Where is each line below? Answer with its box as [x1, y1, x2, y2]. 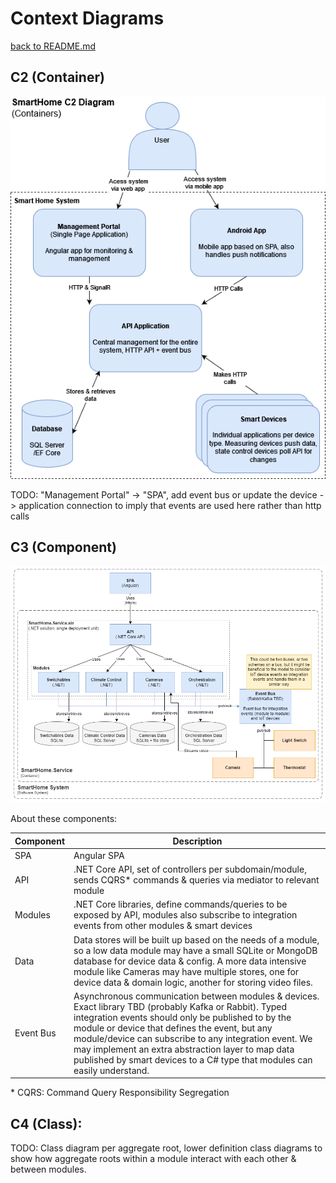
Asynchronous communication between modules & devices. [73, 990, 320, 1002]
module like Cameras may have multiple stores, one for [73, 965, 300, 977]
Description [172, 835, 223, 847]
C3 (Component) [10, 538, 117, 556]
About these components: [10, 813, 118, 825]
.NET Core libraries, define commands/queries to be [73, 898, 288, 911]
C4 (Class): [10, 1115, 83, 1132]
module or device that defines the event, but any [73, 1022, 273, 1034]
